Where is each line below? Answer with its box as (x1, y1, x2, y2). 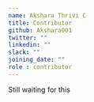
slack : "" (8, 48, 41, 56)
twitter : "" (8, 33, 47, 42)
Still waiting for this (8, 85, 71, 94)
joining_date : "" (8, 56, 66, 64)
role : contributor (8, 63, 73, 71)
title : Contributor (8, 19, 73, 27)
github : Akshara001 (8, 26, 73, 34)
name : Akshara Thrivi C (8, 11, 87, 20)
